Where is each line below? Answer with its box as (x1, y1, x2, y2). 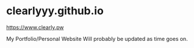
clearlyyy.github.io (6, 4, 104, 18)
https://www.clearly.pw (6, 24, 64, 31)
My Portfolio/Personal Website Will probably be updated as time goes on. (6, 35, 188, 42)
